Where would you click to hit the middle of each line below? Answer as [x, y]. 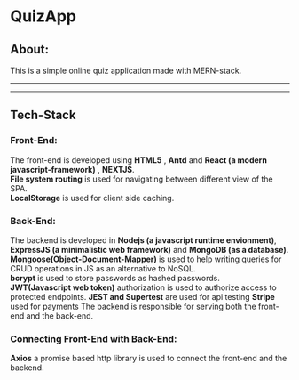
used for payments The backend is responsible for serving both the [133, 306]
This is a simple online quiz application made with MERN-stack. [126, 70]
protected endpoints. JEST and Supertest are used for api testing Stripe [143, 296]
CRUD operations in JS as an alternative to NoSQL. [103, 268]
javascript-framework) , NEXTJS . [73, 169]
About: [30, 49]
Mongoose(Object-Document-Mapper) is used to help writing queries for [146, 259]
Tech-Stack [43, 115]
